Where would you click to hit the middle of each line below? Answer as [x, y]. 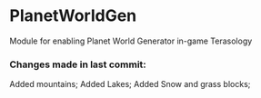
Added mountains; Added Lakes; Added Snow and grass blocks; [130, 84]
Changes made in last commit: [78, 64]
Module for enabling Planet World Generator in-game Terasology [131, 41]
